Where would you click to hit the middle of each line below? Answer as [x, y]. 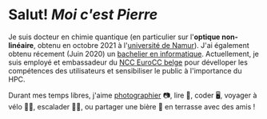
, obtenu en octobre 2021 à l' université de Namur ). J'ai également [141, 45]
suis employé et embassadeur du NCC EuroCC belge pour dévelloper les [128, 62]
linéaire [21, 45]
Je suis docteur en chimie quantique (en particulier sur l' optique [114, 37]
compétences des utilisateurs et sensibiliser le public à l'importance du [125, 70]
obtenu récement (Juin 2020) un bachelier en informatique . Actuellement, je [134, 54]
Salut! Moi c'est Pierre [83, 15]
